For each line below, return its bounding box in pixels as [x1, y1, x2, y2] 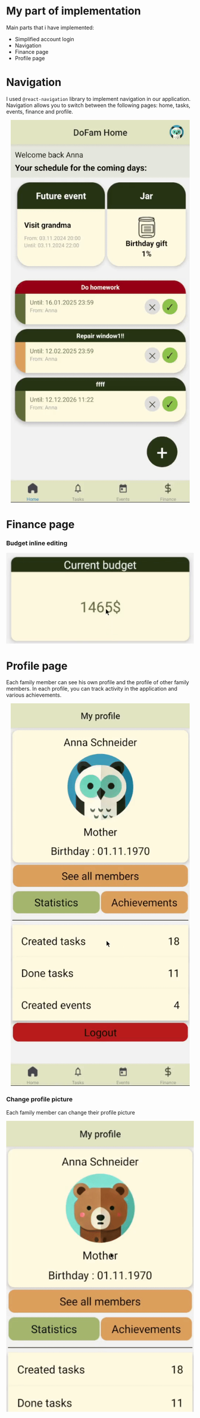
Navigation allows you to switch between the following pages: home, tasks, [6, 102, 190, 109]
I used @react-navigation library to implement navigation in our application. [6, 95, 191, 102]
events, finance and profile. [6, 108, 73, 115]
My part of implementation [6, 4, 141, 18]
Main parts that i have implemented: [6, 24, 94, 31]
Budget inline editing [6, 539, 67, 547]
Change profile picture [6, 1095, 73, 1104]
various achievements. [6, 691, 62, 699]
